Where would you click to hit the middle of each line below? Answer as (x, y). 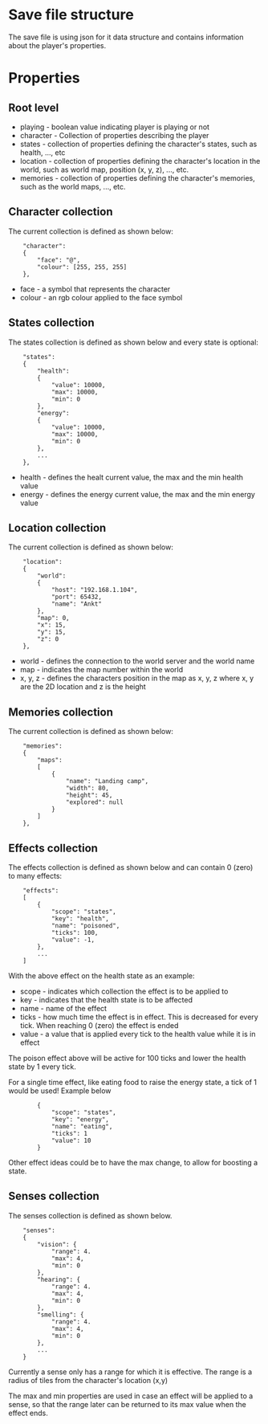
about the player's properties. (57, 45)
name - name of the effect (63, 1008)
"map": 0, (53, 618)
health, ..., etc (43, 152)
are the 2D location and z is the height (83, 687)
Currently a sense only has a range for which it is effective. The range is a (130, 1372)
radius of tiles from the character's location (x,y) (88, 1380)
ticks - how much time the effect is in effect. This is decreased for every (139, 1017)
